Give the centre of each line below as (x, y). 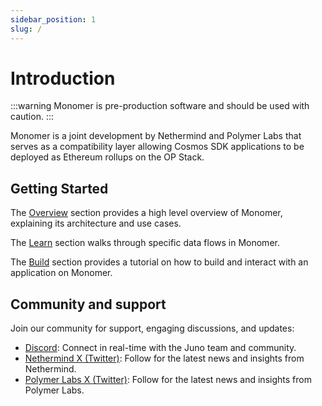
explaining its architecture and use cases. (96, 223)
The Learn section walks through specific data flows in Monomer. (145, 243)
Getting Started (59, 188)
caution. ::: (32, 117)
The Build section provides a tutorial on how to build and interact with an (159, 262)
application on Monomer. (61, 273)
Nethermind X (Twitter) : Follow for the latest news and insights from (164, 358)
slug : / (26, 29)
